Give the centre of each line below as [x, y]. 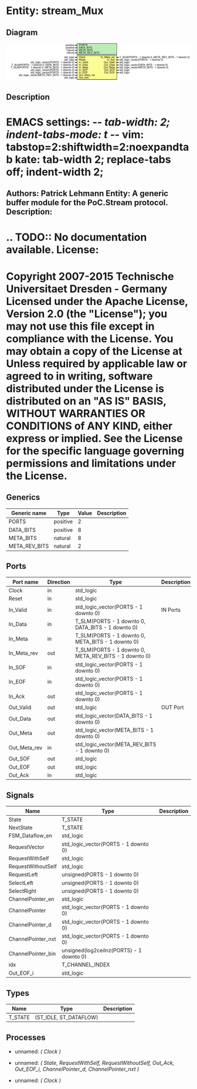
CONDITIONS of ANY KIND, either [89, 426]
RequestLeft [23, 874]
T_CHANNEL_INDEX [86, 965]
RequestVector [27, 847]
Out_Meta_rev [26, 747]
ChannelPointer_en [31, 899]
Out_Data [20, 719]
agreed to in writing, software [79, 376]
